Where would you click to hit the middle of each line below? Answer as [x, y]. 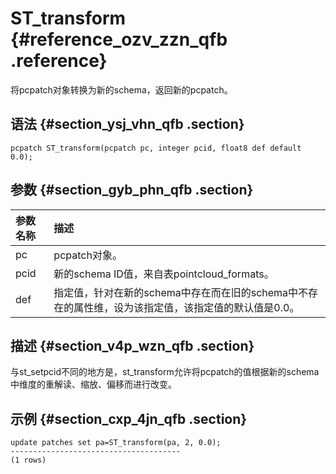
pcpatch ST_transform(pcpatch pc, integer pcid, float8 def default [156, 148]
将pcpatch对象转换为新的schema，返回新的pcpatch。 [121, 89]
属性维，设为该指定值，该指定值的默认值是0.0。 [186, 307]
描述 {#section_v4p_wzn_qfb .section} [132, 345]
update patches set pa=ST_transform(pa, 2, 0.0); [116, 443]
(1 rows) [28, 460]
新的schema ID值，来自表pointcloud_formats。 [164, 274]
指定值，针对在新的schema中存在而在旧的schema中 [176, 292]
